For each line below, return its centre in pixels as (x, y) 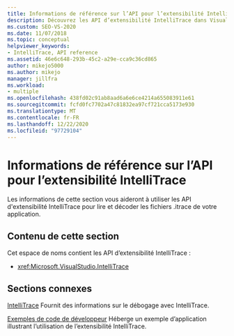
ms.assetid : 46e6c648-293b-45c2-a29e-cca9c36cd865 (82, 59)
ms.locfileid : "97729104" (45, 131)
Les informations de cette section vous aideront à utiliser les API (99, 199)
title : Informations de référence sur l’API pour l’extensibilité (106, 14)
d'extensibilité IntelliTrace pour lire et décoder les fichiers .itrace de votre (112, 207)
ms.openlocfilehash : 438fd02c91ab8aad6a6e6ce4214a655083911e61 (101, 98)
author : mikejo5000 (36, 66)
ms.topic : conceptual (39, 40)
